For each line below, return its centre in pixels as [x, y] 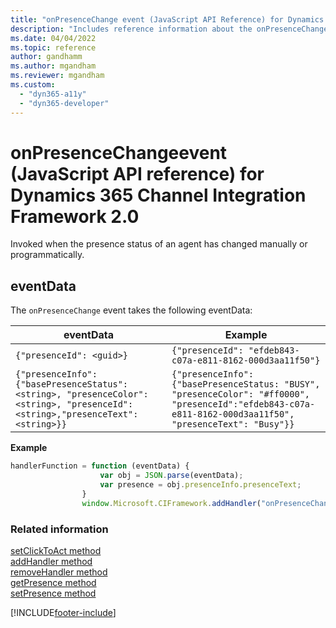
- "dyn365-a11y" [53, 94]
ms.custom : [33, 85]
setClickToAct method [56, 550]
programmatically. [47, 255]
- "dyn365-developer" [64, 103]
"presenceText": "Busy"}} [233, 424]
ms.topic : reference [53, 47]
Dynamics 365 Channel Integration [158, 195]
